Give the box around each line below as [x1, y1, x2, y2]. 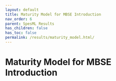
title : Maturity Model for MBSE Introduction [5, 12, 101, 17]
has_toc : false [5, 30, 37, 35]
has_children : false [5, 26, 48, 31]
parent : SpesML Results [5, 21, 55, 26]
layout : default [5, 7, 39, 12]
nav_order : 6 [5, 16, 32, 21]
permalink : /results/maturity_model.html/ [5, 35, 95, 40]
